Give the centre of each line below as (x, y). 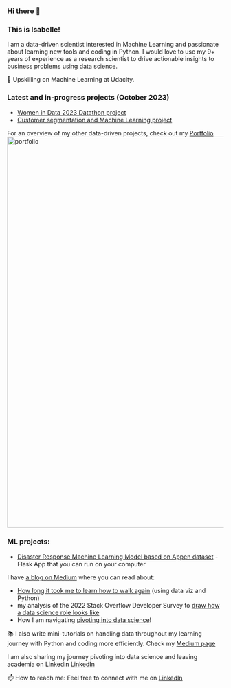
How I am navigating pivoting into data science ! (84, 620)
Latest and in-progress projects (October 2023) (88, 98)
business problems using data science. (63, 66)
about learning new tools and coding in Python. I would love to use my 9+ (111, 52)
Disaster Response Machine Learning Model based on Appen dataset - (118, 557)
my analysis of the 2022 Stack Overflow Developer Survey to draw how (118, 605)
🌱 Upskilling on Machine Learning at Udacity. (71, 80)
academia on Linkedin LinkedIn (51, 664)
